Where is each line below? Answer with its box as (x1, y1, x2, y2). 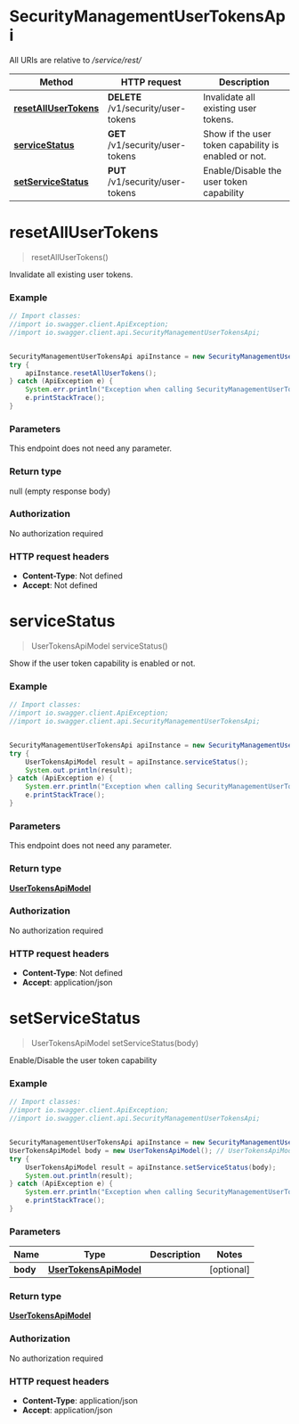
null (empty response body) (9, 486, 111, 496)
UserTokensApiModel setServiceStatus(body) (30, 1038, 199, 1049)
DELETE (108, 91, 142, 103)
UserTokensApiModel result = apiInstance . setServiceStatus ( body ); (25, 1163, 277, 1172)
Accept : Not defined (21, 580, 98, 591)
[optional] (208, 1264, 251, 1276)
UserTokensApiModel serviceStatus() (30, 641, 168, 651)
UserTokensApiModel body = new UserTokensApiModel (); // (9, 1146, 225, 1155)
